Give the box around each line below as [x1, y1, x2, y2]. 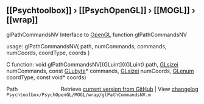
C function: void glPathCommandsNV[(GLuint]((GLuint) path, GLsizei [6, 60, 178, 68]
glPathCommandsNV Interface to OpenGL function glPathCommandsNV [6, 31, 188, 38]
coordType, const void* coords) [6, 73, 86, 81]
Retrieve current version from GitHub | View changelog [60, 85, 199, 93]
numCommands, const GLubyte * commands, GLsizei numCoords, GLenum [6, 67, 194, 74]
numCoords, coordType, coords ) [6, 49, 90, 56]
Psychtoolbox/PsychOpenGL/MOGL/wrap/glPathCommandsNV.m [6, 91, 151, 98]
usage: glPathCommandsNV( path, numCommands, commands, [6, 42, 167, 50]
